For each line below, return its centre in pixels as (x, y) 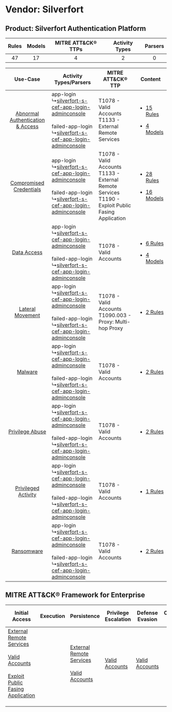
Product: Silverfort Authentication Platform (76, 29)
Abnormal (27, 113)
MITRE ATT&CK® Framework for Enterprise (75, 595)
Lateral (27, 309)
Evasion (147, 619)
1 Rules (155, 491)
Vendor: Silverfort (45, 10)
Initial (21, 613)
